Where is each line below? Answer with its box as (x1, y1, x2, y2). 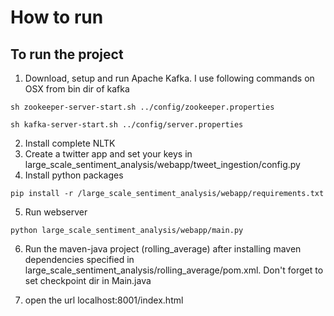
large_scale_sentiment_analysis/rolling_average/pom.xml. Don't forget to (24, 264, 324, 276)
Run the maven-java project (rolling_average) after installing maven (24, 243, 302, 255)
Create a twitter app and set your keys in (24, 148, 193, 160)
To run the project (10, 46, 124, 63)
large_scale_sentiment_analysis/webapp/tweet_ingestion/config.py (24, 159, 301, 170)
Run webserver (24, 206, 88, 218)
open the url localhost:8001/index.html (24, 294, 184, 306)
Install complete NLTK (24, 137, 116, 149)
